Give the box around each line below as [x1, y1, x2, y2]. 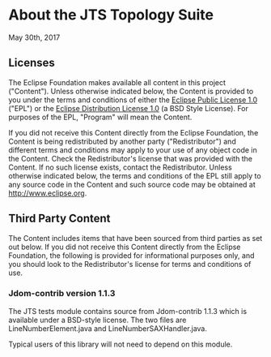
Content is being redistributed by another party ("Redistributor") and [8, 136, 236, 146]
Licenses [8, 56, 55, 70]
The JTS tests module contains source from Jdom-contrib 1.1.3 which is [8, 306, 248, 316]
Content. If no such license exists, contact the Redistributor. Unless [8, 162, 232, 172]
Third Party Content [8, 212, 111, 226]
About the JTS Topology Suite [8, 6, 214, 24]
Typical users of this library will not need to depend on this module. [8, 339, 233, 349]
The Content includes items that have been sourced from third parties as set [8, 233, 263, 243]
